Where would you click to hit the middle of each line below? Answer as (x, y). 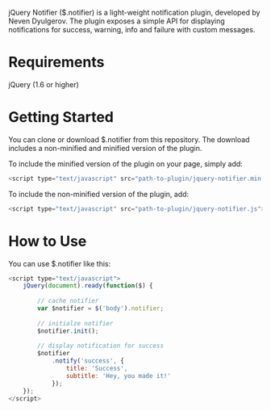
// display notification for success (100, 346)
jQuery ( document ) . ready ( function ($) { (88, 286)
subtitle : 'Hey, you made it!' (119, 375)
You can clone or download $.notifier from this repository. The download (129, 139)
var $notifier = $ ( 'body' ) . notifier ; (100, 308)
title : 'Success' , (97, 369)
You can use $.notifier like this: (60, 263)
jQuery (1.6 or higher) (44, 84)
